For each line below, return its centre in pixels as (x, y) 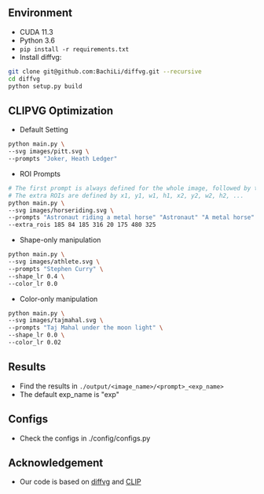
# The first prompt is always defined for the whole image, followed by (130, 188)
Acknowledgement (56, 463)
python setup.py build (45, 86)
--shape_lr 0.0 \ (37, 335)
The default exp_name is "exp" (69, 394)
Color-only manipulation (59, 299)
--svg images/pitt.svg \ (49, 152)
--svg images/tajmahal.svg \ (56, 321)
